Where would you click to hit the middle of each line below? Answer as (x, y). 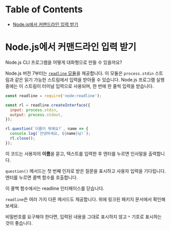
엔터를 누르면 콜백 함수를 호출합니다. (41, 177)
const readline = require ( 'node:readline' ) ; (54, 96)
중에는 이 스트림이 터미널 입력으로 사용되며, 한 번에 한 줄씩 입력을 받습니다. (80, 86)
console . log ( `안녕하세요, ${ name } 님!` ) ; (50, 134)
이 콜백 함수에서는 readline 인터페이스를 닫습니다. (55, 188)
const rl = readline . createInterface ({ (48, 105)
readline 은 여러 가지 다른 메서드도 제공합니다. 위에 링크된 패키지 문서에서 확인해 (85, 199)
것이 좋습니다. (19, 223)
